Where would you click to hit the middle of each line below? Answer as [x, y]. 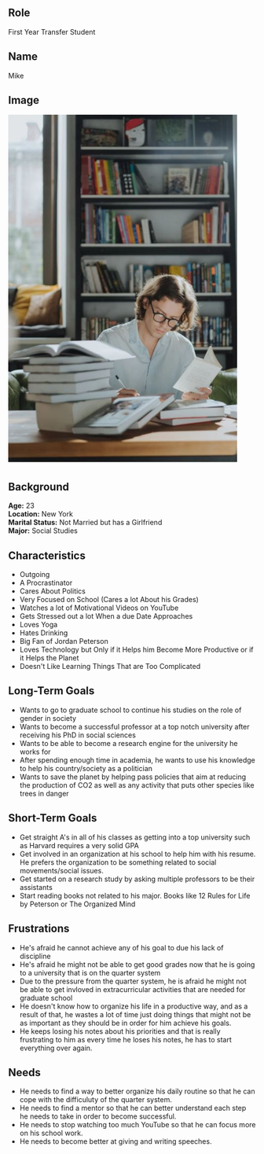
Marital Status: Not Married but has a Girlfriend [85, 523]
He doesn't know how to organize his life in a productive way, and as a [134, 1006]
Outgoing [35, 575]
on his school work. [51, 1133]
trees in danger [44, 793]
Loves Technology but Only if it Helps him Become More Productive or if [136, 650]
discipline [35, 956]
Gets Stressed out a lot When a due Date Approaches [106, 616]
